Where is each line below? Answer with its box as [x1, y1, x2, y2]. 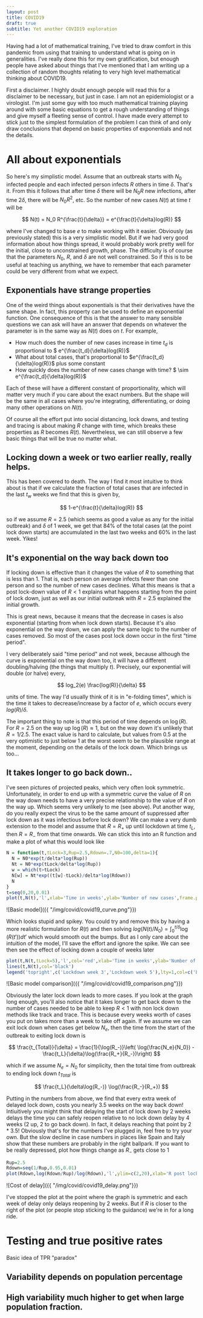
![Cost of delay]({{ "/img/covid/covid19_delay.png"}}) [6, 1181, 138, 1189]
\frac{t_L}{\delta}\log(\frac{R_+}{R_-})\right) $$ [42, 1050, 161, 1058]
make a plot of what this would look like [6, 838, 105, 845]
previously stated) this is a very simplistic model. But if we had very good [6, 234, 188, 242]
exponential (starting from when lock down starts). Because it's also [6, 620, 176, 627]
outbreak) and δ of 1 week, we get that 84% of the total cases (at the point [6, 522, 192, 530]
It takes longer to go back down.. [6, 768, 133, 778]
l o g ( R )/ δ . [6, 706, 28, 714]
